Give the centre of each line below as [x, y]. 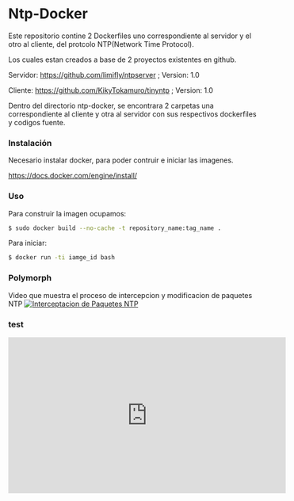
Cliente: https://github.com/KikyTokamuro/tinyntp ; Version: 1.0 [111, 90]
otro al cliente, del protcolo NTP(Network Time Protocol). [101, 44]
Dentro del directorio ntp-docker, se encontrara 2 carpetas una [111, 105]
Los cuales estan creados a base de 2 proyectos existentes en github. [122, 59]
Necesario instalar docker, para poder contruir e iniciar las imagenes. [121, 160]
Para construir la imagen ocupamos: [67, 213]
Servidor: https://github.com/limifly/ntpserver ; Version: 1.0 [104, 75]
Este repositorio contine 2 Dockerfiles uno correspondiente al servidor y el [130, 36]
